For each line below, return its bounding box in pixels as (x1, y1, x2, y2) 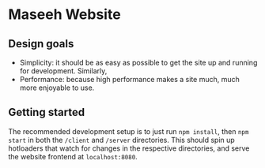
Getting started (8, 106, 85, 119)
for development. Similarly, (19, 66, 108, 76)
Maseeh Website (8, 6, 121, 24)
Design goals (8, 37, 74, 50)
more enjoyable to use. (19, 83, 95, 92)
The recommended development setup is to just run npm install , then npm (8, 126, 249, 136)
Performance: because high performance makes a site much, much (19, 75, 240, 84)
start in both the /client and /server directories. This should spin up (8, 135, 235, 144)
